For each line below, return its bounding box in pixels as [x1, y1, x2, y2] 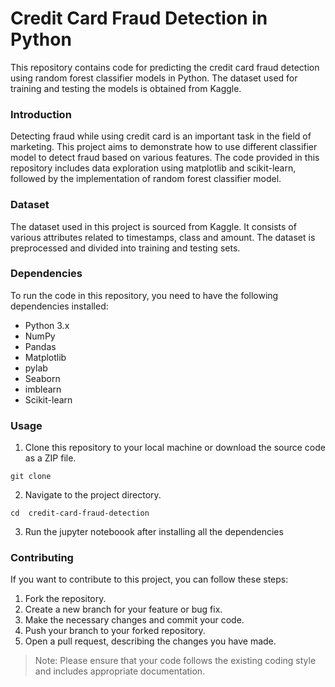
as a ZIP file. [24, 452, 77, 464]
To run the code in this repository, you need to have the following [10, 289, 279, 301]
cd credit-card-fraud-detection [10, 508, 150, 519]
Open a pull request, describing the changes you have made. [24, 635, 277, 647]
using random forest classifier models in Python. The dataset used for [10, 72, 298, 84]
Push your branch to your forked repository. [24, 625, 206, 637]
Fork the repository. [24, 593, 107, 605]
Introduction [10, 107, 72, 121]
